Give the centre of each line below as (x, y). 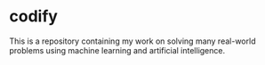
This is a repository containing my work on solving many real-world (132, 41)
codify (33, 16)
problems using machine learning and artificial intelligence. (117, 50)
